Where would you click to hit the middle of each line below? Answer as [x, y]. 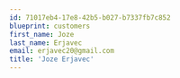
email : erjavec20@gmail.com [62, 51]
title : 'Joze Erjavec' [52, 59]
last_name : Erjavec [46, 43]
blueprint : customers [50, 26]
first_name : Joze [42, 34]
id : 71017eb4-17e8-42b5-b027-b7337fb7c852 [90, 17]
